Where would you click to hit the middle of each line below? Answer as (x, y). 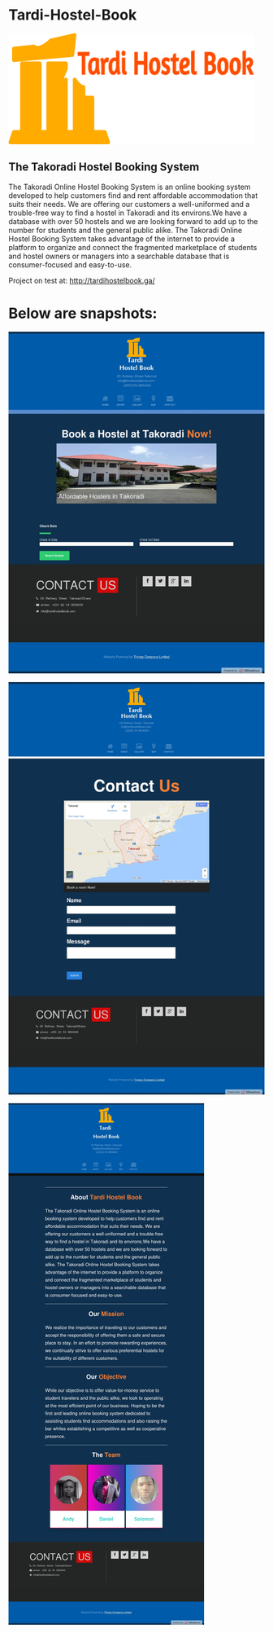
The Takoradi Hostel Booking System (104, 167)
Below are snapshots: (83, 313)
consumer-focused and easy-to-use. (70, 264)
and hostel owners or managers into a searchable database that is (119, 256)
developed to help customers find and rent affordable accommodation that (133, 195)
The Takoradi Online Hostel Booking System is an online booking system (130, 187)
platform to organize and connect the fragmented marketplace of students (133, 247)
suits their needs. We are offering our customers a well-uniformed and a (129, 204)
